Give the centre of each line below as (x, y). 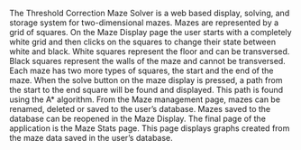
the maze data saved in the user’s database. (91, 138)
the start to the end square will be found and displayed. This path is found (146, 90)
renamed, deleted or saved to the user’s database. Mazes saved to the (140, 109)
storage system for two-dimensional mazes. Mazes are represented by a (144, 23)
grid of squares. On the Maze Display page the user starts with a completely (150, 32)
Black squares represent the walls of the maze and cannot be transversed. (147, 61)
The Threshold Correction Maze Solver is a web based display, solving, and (150, 13)
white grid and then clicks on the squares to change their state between (143, 42)
